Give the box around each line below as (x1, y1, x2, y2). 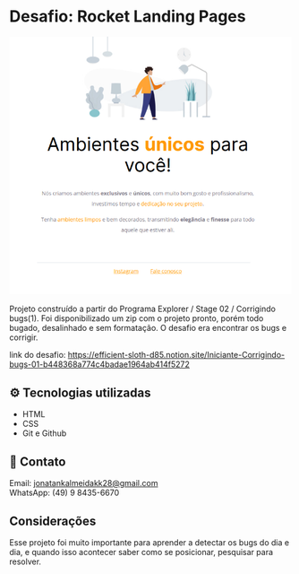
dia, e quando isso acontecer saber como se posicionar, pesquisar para (9, 546, 274, 557)
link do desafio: (9, 350, 66, 361)
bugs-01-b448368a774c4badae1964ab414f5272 (9, 359, 191, 370)
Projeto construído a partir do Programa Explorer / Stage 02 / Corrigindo (9, 303, 276, 315)
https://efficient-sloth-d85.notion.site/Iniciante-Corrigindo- (67, 350, 285, 361)
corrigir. (9, 332, 38, 343)
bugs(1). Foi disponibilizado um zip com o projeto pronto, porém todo (9, 313, 264, 324)
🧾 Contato (9, 454, 66, 469)
